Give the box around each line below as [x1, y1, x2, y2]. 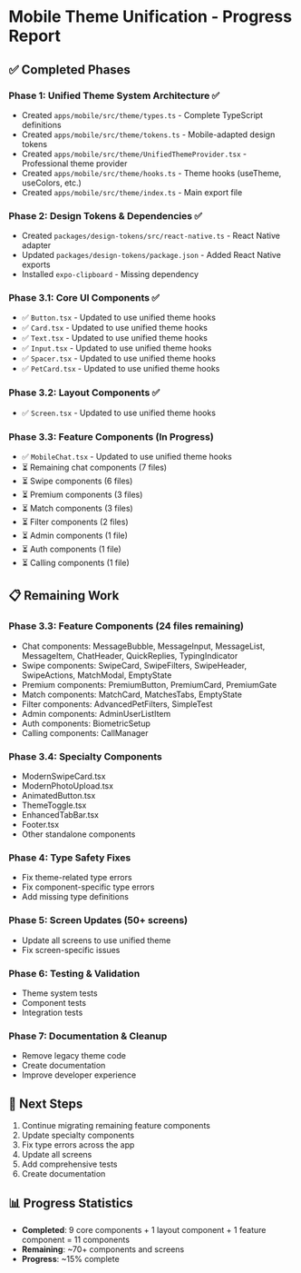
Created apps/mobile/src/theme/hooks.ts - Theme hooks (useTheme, [21, 167, 282, 178]
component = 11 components [21, 1234, 131, 1245]
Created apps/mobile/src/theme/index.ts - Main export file [21, 186, 243, 197]
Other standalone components [21, 829, 136, 840]
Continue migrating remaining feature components [21, 1120, 210, 1131]
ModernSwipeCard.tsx [21, 771, 106, 782]
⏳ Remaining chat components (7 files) [21, 462, 168, 473]
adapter [21, 240, 52, 251]
